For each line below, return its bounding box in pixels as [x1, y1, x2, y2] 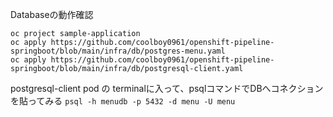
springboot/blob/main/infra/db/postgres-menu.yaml [10, 46, 226, 56]
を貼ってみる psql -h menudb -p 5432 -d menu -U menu [10, 95, 236, 107]
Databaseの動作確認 [10, 9, 94, 20]
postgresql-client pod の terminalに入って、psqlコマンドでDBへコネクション [10, 83, 324, 94]
